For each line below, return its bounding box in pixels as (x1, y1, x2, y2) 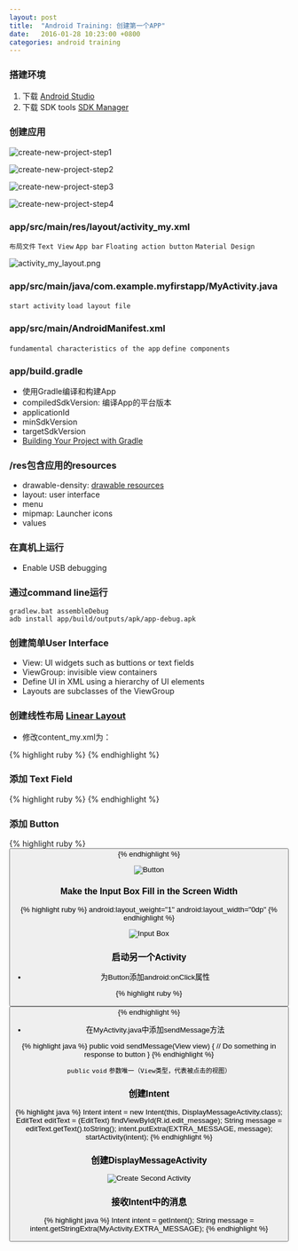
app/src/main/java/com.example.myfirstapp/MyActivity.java (9, 281, 278, 293)
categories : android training (9, 37, 122, 47)
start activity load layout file (9, 302, 131, 311)
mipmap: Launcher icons (21, 508, 114, 519)
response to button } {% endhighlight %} (83, 1049, 215, 1059)
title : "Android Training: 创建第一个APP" (9, 21, 166, 30)
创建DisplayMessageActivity (90, 1155, 208, 1166)
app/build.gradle (9, 365, 83, 377)
